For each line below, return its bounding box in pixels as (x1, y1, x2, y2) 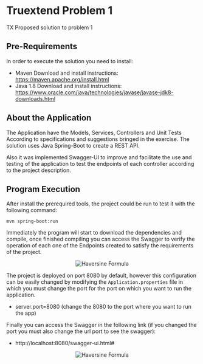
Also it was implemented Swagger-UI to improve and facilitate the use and (6, 153, 192, 161)
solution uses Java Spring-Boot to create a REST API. (6, 142, 140, 149)
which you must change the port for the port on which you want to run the (6, 285, 192, 292)
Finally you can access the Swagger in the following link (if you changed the (6, 321, 197, 329)
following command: (6, 207, 58, 214)
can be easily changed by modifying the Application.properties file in (6, 278, 184, 286)
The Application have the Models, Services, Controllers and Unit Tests (6, 129, 182, 136)
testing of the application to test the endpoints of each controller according (6, 160, 194, 167)
